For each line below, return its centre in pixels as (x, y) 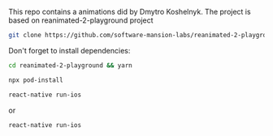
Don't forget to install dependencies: (69, 50)
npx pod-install (36, 80)
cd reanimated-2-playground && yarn (70, 65)
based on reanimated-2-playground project (81, 20)
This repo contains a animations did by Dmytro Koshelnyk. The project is (130, 12)
